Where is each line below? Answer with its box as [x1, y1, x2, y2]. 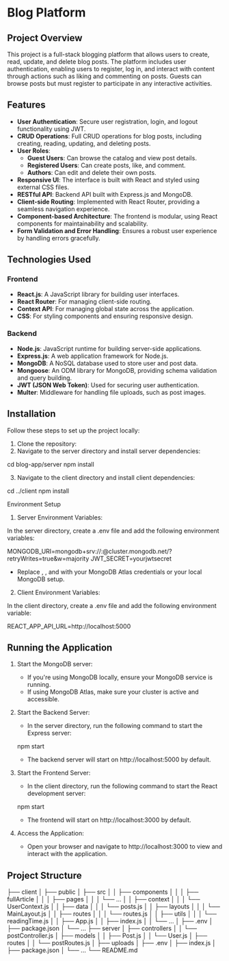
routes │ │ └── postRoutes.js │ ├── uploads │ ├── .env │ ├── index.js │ [7, 939, 217, 947]
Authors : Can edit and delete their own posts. [27, 168, 157, 176]
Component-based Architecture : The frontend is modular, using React [16, 212, 218, 220]
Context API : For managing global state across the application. [16, 304, 195, 313]
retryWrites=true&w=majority [7, 554, 90, 563]
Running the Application [7, 642, 113, 653]
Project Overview [7, 32, 83, 44]
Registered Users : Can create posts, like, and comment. [27, 161, 186, 169]
